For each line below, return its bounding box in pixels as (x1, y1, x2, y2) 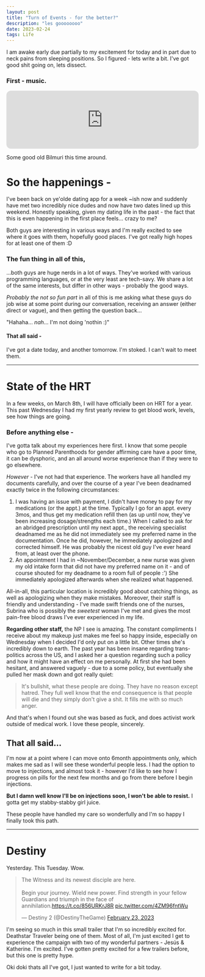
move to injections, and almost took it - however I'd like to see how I (6, 767, 177, 774)
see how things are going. (6, 413, 72, 420)
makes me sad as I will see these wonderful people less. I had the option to (6, 761, 195, 768)
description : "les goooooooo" (6, 20, 84, 26)
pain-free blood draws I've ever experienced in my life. (6, 614, 145, 621)
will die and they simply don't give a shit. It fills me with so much (21, 696, 183, 703)
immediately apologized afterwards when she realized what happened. (15, 576, 193, 583)
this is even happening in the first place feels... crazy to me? (6, 215, 157, 222)
